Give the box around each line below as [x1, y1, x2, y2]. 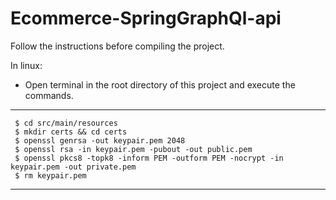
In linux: [10, 59, 43, 71]
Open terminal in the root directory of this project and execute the [24, 78, 296, 91]
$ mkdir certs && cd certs [14, 127, 128, 137]
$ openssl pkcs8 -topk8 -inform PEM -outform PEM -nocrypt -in [14, 153, 284, 163]
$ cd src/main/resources [14, 118, 118, 128]
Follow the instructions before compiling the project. [10, 40, 225, 52]
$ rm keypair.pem [14, 170, 87, 181]
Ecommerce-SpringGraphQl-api [10, 7, 282, 30]
